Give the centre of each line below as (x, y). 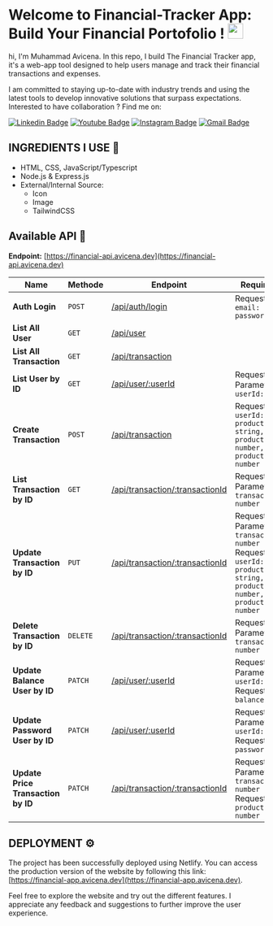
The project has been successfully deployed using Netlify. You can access (133, 863)
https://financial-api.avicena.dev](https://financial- (131, 256)
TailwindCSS (54, 211)
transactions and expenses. (55, 73)
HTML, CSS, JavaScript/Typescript (79, 167)
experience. (28, 913)
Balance (28, 680)
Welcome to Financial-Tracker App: (130, 15)
